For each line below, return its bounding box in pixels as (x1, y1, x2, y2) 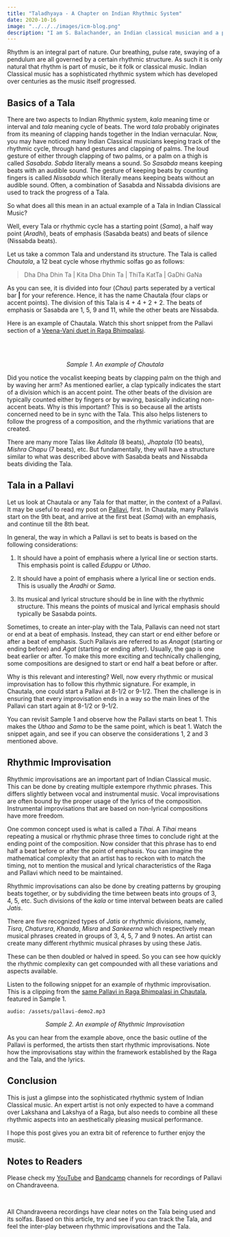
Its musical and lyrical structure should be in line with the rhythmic (16, 594, 205, 603)
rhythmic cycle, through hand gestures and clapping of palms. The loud (7, 145, 209, 153)
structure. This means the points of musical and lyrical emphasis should (16, 602, 220, 610)
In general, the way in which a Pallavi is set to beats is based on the (7, 533, 197, 541)
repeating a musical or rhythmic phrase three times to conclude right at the (7, 832, 219, 840)
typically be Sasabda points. (16, 609, 97, 618)
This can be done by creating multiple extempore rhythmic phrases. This (7, 782, 212, 790)
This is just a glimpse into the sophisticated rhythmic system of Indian (7, 1093, 204, 1102)
